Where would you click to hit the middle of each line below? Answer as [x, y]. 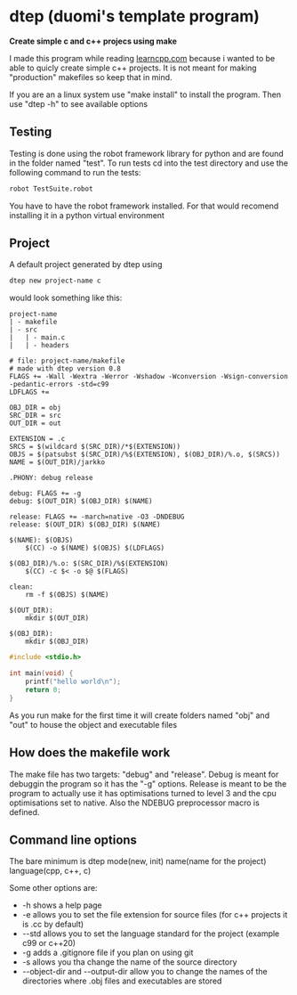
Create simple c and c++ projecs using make [93, 41]
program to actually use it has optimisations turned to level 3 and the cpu [143, 793]
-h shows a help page [62, 905]
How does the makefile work [90, 753]
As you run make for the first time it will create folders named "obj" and [139, 715]
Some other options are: [53, 888]
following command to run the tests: [75, 172]
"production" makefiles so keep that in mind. [91, 77]
